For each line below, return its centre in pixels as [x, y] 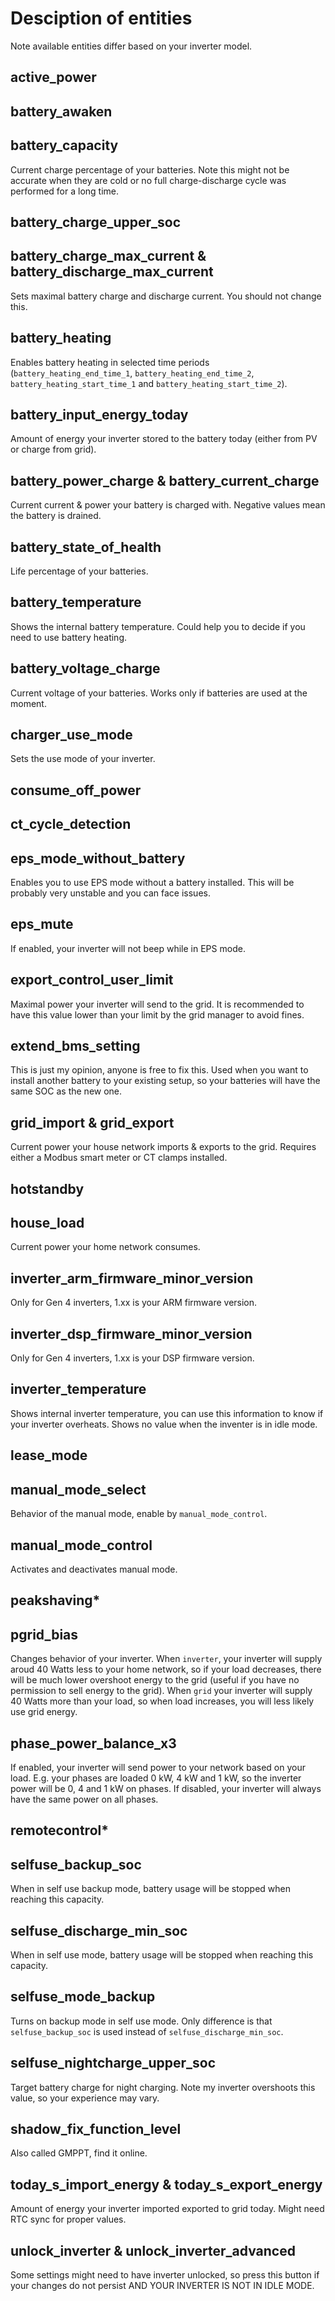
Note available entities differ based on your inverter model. [131, 46]
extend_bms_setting [75, 1046]
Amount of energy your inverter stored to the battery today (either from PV [164, 439]
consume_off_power [76, 790]
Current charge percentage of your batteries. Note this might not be [150, 169]
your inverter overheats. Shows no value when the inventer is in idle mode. [164, 1424]
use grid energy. [44, 1712]
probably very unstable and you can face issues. [110, 893]
